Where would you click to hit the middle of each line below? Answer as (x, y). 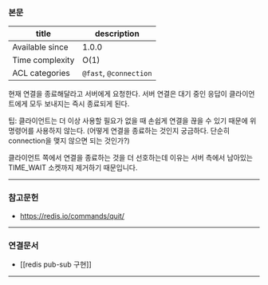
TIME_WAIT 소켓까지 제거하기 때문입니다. (73, 168)
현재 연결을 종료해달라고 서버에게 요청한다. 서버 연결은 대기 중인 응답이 (118, 94)
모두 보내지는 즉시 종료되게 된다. (79, 104)
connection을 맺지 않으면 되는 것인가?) (69, 141)
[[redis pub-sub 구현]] (55, 264)
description (117, 34)
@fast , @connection (117, 73)
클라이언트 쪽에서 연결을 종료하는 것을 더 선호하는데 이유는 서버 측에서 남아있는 (131, 158)
